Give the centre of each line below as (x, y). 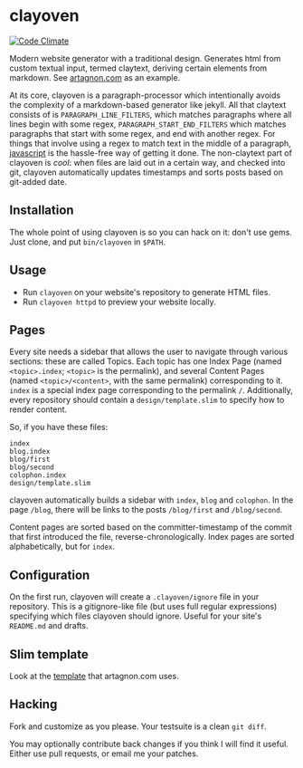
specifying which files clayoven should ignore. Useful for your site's (136, 616)
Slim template (49, 654)
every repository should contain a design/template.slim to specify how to (147, 400)
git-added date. (38, 181)
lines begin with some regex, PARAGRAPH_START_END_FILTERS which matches (148, 124)
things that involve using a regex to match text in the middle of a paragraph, (150, 143)
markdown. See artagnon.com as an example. (95, 77)
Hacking (33, 704)
